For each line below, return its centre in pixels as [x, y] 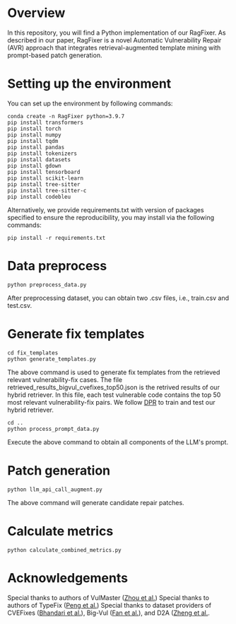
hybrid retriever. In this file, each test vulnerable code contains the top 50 [114, 395]
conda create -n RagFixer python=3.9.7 [66, 116]
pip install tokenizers [42, 154]
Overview [36, 13]
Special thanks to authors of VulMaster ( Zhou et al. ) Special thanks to [108, 597]
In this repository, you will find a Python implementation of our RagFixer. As [117, 33]
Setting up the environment [89, 84]
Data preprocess [57, 266]
